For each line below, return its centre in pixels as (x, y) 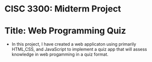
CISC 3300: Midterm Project (63, 9)
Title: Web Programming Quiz (65, 31)
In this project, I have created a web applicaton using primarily (74, 44)
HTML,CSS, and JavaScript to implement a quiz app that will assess (79, 50)
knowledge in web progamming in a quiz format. (60, 54)
